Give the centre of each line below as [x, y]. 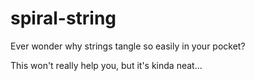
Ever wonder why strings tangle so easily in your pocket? [128, 46]
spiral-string [63, 18]
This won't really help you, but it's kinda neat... [106, 65]
